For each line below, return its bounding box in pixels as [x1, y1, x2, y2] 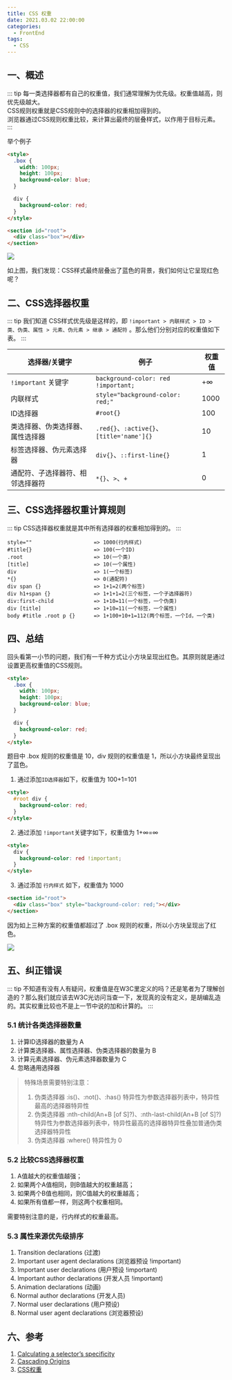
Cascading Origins [17, 1357, 70, 1365]
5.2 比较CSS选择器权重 [7, 1155, 84, 1165]
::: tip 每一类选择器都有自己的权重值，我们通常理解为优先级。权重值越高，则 [7, 89, 223, 97]
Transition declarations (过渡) [17, 1248, 101, 1257]
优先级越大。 [7, 97, 43, 106]
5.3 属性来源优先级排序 [7, 1232, 84, 1241]
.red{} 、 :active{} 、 [95, 423, 164, 432]
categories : [7, 23, 41, 30]
